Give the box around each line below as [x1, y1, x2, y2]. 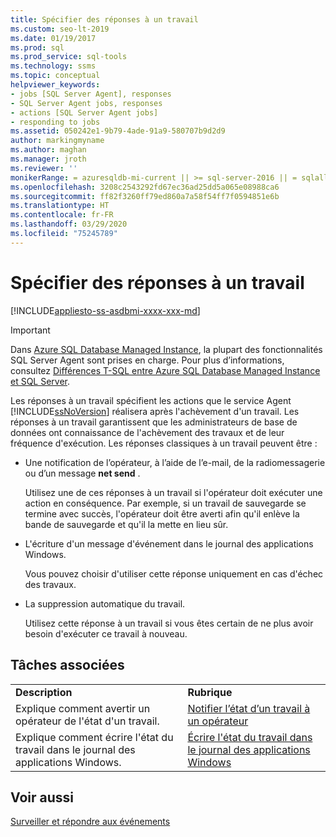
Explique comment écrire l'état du [15, 730, 174, 744]
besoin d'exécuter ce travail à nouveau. [24, 627, 188, 640]
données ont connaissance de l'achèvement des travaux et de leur [10, 426, 285, 438]
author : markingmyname [10, 136, 105, 146]
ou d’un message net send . [24, 467, 141, 479]
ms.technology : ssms [10, 61, 97, 71]
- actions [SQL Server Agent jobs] [10, 107, 159, 118]
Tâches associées [10, 657, 125, 674]
